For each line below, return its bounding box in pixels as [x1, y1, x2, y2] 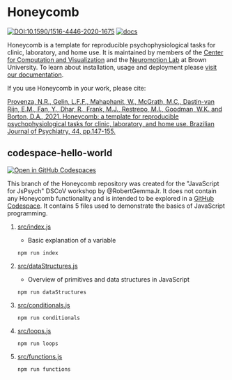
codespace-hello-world [7, 147, 113, 159]
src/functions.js [17, 352, 63, 360]
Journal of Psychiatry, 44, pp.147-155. [7, 127, 116, 135]
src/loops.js [17, 326, 52, 335]
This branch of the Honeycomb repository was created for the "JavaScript [7, 179, 219, 188]
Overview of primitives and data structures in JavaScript [27, 275, 190, 283]
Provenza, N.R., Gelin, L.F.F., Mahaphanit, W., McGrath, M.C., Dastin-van [7, 97, 215, 105]
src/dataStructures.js [17, 261, 78, 270]
